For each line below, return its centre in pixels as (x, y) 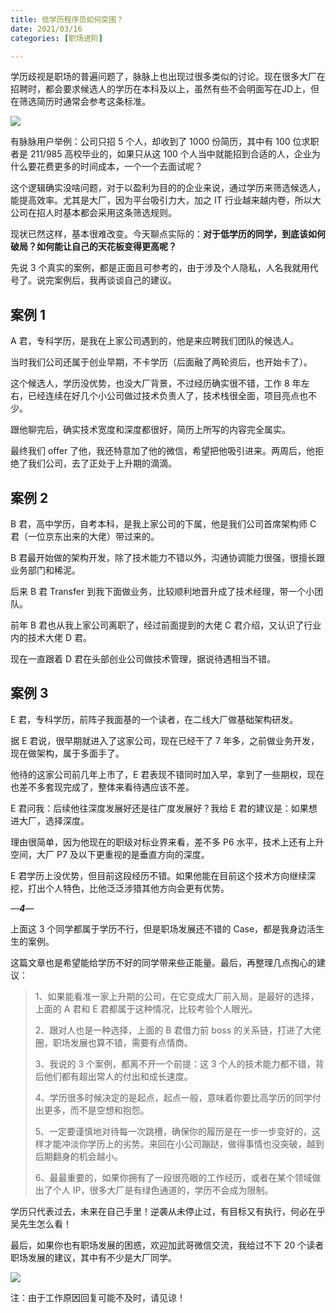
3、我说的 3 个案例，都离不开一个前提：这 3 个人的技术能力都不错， (175, 1063)
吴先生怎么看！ (41, 1223)
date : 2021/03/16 (46, 29)
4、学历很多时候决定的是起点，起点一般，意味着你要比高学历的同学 (173, 1097)
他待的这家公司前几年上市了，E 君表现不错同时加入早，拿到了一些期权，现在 (167, 774)
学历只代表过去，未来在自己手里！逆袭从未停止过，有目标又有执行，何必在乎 (168, 1211)
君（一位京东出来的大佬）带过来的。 (85, 536)
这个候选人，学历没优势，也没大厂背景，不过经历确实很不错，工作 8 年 (156, 383)
